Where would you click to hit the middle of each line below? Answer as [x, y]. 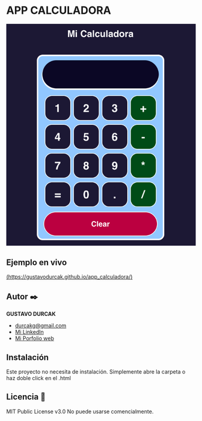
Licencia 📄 [26, 397]
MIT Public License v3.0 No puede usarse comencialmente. [80, 411]
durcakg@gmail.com [41, 326]
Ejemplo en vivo [37, 263]
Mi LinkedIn [29, 332]
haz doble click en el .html [38, 378]
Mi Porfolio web [34, 338]
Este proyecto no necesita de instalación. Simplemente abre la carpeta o [96, 372]
